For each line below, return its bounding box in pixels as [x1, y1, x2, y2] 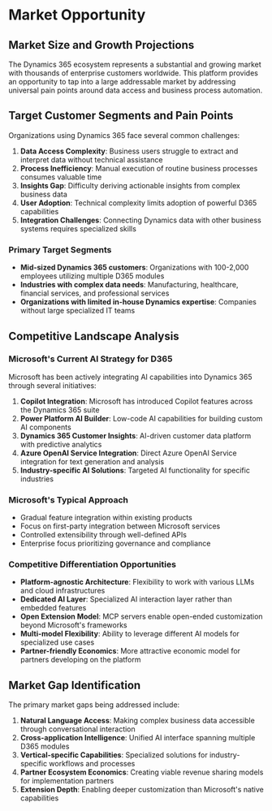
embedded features [19, 603, 87, 613]
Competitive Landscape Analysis [8, 329, 180, 343]
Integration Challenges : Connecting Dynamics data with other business [19, 215, 261, 225]
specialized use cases [19, 637, 95, 647]
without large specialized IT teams [19, 306, 136, 316]
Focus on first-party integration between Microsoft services [19, 521, 221, 531]
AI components [19, 422, 71, 432]
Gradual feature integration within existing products [19, 513, 192, 523]
